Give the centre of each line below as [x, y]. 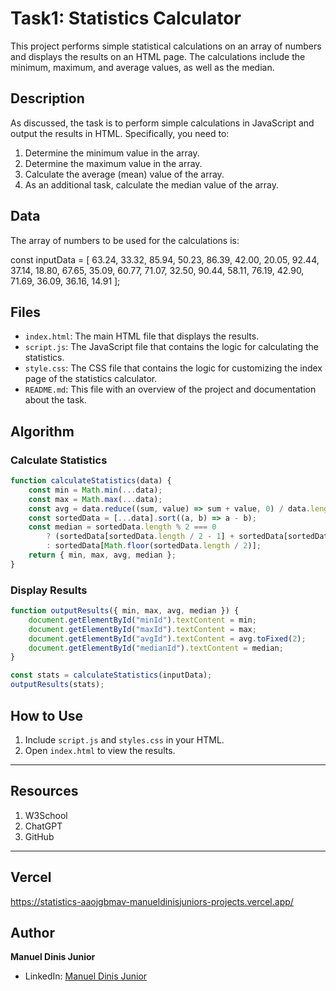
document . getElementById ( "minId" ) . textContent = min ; [142, 620]
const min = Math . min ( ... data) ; [95, 490]
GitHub [39, 836]
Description [47, 98]
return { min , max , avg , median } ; [102, 555]
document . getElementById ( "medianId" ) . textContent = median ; [156, 648]
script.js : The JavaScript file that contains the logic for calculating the [171, 347]
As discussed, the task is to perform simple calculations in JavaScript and [162, 123]
